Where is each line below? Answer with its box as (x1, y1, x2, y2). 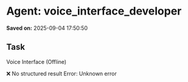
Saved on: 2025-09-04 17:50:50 (6, 24, 88, 32)
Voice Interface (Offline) (6, 58, 67, 65)
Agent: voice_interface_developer (6, 4, 182, 18)
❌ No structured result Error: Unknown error (6, 70, 117, 77)
